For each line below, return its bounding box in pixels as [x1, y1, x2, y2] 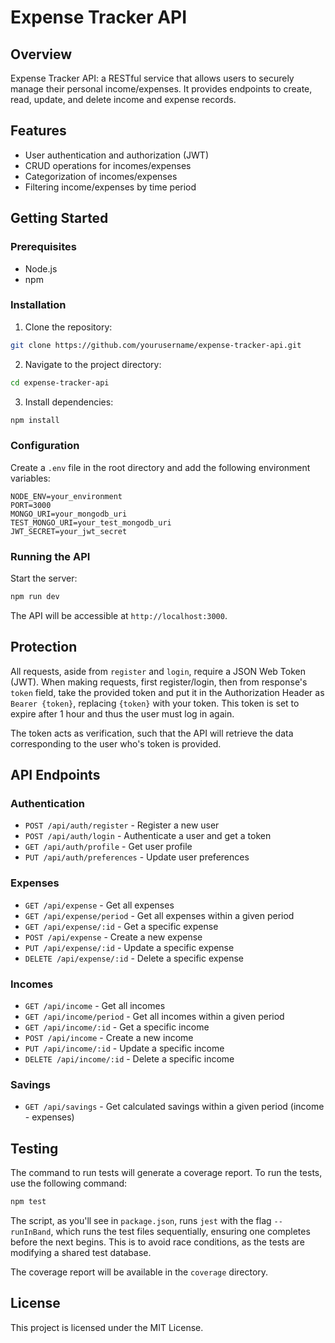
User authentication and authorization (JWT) [24, 149, 209, 161]
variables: [10, 472, 51, 484]
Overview [10, 46, 73, 63]
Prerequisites [10, 240, 77, 254]
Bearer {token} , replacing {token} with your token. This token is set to [10, 697, 300, 709]
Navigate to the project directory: [24, 358, 162, 370]
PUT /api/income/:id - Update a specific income [24, 1042, 225, 1054]
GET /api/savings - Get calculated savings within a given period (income [24, 1101, 325, 1113]
